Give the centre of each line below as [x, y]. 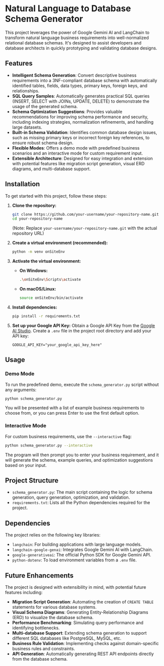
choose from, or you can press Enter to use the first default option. [72, 413]
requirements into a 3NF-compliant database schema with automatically [85, 80]
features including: [24, 592]
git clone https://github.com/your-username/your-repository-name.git [85, 214]
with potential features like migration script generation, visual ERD [78, 163]
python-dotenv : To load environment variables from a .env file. [74, 560]
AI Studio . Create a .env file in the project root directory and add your [82, 331]
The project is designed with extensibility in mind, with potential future [76, 587]
